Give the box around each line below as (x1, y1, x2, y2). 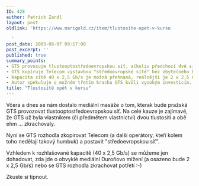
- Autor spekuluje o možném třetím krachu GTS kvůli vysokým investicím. (6, 80, 192, 86)
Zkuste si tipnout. (6, 174, 49, 180)
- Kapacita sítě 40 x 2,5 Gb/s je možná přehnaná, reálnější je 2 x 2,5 (6, 74, 190, 80)
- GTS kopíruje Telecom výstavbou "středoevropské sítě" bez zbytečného (6, 68, 190, 74)
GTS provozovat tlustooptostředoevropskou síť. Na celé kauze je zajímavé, (6, 107, 188, 115)
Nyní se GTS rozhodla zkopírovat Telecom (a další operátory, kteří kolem (6, 132, 182, 139)
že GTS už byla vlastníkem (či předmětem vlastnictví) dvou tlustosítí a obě (6, 114, 187, 121)
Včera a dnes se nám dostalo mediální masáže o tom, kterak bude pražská (6, 102, 188, 108)
